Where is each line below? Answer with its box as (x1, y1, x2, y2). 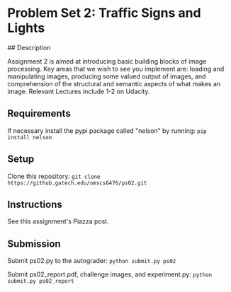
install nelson (7, 134, 52, 141)
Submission (7, 238, 62, 250)
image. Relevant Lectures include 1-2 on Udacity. (7, 87, 150, 95)
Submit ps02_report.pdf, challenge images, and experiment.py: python (7, 270, 213, 279)
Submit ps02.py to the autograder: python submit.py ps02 (7, 257, 176, 265)
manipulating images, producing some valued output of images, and (7, 72, 206, 81)
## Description (7, 43, 51, 52)
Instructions (7, 198, 62, 210)
